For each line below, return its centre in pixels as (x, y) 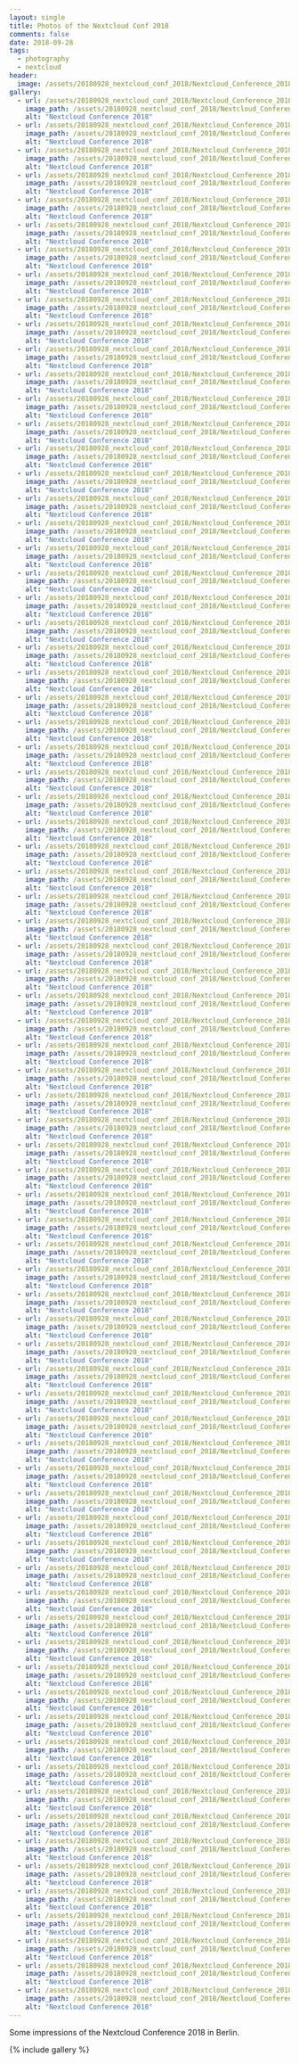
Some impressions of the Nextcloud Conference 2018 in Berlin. (125, 2032)
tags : (19, 51)
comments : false (39, 34)
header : (24, 76)
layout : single (37, 17)
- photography (43, 59)
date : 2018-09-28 (41, 42)
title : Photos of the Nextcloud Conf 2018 (89, 26)
